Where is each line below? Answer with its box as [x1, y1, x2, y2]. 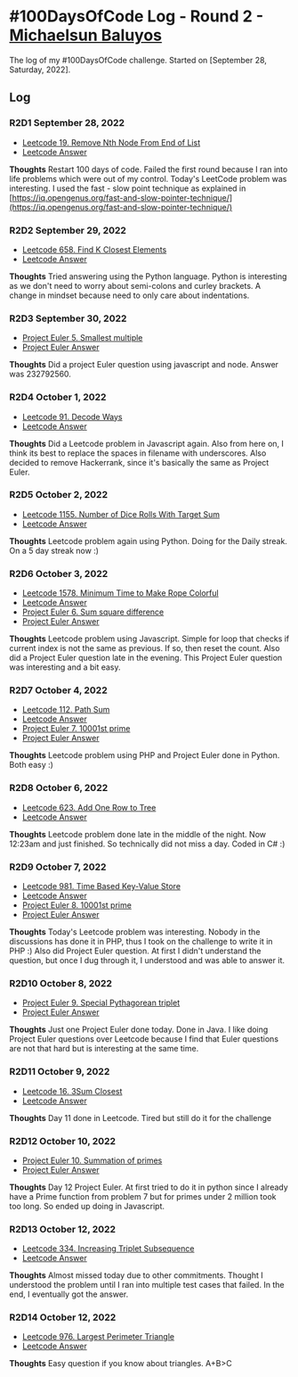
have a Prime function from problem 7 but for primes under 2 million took [9, 1191, 278, 1201]
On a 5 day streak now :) [9, 545, 100, 556]
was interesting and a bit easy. [9, 662, 122, 672]
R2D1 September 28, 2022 [9, 117, 125, 129]
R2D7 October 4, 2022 [9, 684, 109, 697]
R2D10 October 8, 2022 [9, 977, 113, 989]
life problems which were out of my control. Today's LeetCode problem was [9, 173, 287, 184]
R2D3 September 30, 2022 [9, 312, 127, 325]
